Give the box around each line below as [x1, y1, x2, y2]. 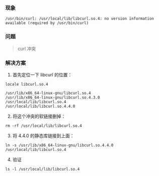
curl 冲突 [17, 45, 36, 51]
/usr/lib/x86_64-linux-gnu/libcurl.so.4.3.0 [5, 95, 100, 100]
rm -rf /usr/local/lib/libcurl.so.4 [5, 123, 82, 128]
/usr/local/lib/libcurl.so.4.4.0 [5, 104, 75, 109]
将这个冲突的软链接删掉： [12, 113, 66, 119]
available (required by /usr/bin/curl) [5, 21, 89, 26]
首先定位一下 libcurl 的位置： [12, 71, 72, 77]
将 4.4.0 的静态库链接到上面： [12, 132, 74, 139]
